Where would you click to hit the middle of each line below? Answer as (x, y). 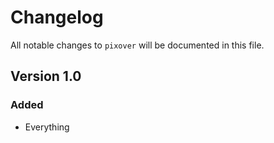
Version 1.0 (46, 76)
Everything (47, 127)
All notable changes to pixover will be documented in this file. (137, 45)
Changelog (57, 17)
